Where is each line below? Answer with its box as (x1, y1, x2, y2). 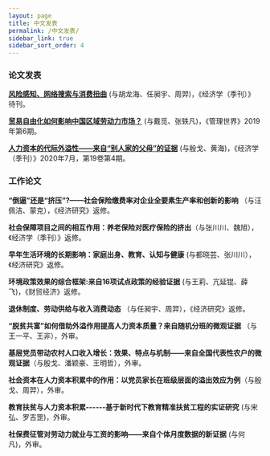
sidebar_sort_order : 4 (8, 42, 84, 50)
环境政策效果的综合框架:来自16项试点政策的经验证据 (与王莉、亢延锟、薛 (8, 276, 248, 286)
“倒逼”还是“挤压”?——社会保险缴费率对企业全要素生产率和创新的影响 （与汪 (8, 195, 262, 205)
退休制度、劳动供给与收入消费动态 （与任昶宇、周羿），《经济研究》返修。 (8, 303, 250, 313)
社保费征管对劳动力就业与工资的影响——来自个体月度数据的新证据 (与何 (8, 429, 246, 438)
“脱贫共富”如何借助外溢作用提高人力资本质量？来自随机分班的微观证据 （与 (8, 320, 257, 330)
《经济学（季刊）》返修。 (8, 232, 86, 242)
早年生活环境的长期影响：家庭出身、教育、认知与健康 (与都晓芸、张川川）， (8, 250, 256, 259)
